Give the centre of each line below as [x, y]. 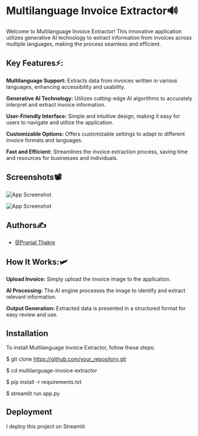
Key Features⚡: [35, 63]
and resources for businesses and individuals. [62, 158]
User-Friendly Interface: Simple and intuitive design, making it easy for [93, 116]
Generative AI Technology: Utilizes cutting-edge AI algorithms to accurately [99, 98]
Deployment [29, 412]
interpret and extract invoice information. [56, 104]
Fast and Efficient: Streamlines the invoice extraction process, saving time [97, 152]
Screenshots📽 [34, 177]
